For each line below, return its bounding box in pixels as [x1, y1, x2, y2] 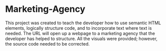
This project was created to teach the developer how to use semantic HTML [5, 20, 161, 26]
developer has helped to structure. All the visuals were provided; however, [5, 36, 158, 42]
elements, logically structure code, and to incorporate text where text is [5, 25, 152, 31]
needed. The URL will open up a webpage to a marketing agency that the [5, 30, 156, 36]
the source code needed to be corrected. [5, 41, 90, 47]
